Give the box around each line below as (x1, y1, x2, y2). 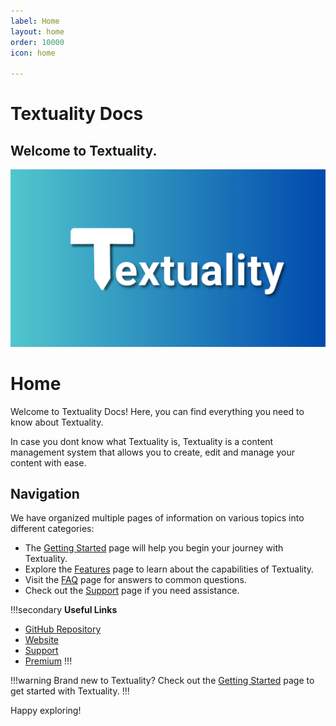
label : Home (10, 16, 60, 26)
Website (24, 634, 60, 646)
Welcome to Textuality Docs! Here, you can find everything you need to (10, 405, 305, 417)
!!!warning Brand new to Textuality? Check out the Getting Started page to (10, 675, 315, 687)
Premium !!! (24, 655, 73, 667)
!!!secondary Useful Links (10, 604, 118, 616)
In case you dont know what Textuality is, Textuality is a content (10, 435, 274, 447)
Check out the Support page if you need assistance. (24, 585, 240, 597)
